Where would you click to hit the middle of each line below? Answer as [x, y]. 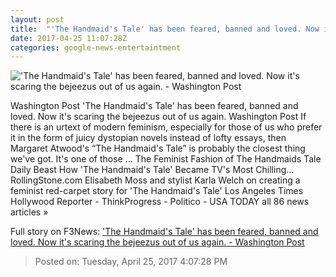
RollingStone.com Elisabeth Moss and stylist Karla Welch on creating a [155, 180]
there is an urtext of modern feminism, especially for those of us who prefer [166, 127]
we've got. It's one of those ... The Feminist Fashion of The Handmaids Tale [166, 159]
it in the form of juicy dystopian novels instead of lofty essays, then [148, 138]
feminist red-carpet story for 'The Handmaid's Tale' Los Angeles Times [157, 191]
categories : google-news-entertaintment [96, 47]
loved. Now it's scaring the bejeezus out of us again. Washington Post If [158, 117]
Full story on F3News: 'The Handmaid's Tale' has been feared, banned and [164, 232]
